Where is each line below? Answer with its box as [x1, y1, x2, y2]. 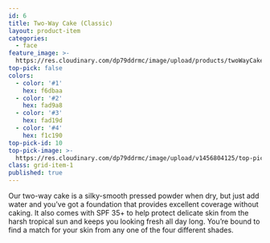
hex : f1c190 [22, 131, 63, 139]
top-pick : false [8, 64, 63, 72]
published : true [8, 169, 63, 177]
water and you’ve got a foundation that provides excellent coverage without [8, 200, 259, 209]
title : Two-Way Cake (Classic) [8, 19, 113, 27]
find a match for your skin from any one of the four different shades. [8, 225, 235, 234]
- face [15, 42, 38, 50]
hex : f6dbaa [22, 86, 63, 95]
